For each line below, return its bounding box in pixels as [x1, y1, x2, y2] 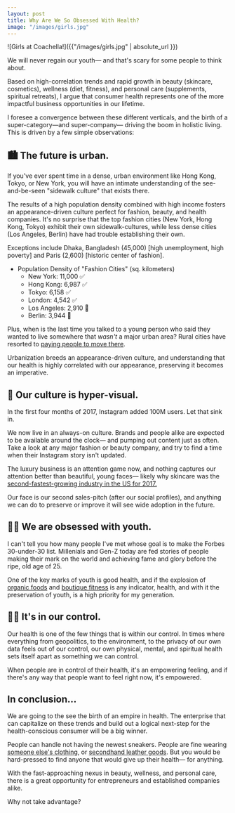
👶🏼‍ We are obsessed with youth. [7, 521, 152, 533]
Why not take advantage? [7, 798, 81, 806]
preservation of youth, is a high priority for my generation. [7, 590, 175, 599]
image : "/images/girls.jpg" [7, 23, 90, 30]
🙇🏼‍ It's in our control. [7, 611, 101, 623]
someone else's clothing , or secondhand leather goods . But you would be [7, 748, 221, 756]
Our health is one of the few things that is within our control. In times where [7, 630, 225, 638]
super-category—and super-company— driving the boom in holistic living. [7, 121, 222, 129]
